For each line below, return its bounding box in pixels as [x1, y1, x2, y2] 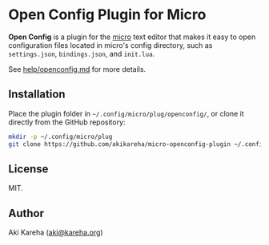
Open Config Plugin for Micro [8, 6, 207, 24]
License [8, 162, 49, 176]
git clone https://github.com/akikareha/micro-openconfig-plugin [8, 140, 231, 148]
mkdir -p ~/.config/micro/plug [8, 132, 113, 140]
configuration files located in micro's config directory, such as [8, 40, 213, 49]
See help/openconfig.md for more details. [8, 64, 147, 73]
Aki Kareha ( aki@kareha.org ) [8, 227, 103, 237]
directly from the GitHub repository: [8, 117, 126, 127]
